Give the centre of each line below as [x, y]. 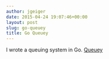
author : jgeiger [26, 11]
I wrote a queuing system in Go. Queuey [54, 50]
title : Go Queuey [27, 33]
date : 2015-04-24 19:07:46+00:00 [47, 17]
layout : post [22, 22]
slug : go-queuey [26, 28]
